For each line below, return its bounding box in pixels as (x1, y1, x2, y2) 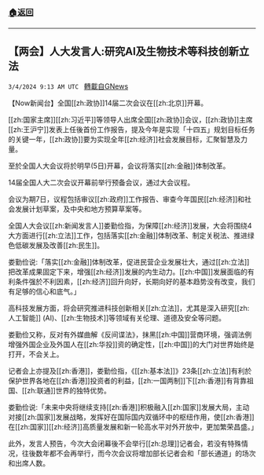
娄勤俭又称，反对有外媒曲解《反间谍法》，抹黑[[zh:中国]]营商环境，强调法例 (8, 330, 252, 339)
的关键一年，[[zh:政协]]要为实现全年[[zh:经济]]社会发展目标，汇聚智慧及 (8, 135, 241, 144)
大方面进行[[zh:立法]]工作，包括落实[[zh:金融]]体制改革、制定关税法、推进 (8, 231, 247, 240)
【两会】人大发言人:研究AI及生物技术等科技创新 (8, 45, 240, 58)
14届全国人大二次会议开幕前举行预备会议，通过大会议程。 (8, 178, 195, 188)
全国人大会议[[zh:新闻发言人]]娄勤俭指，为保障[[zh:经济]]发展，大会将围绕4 (8, 221, 252, 231)
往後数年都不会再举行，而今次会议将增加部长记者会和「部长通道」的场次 (21, 449, 256, 459)
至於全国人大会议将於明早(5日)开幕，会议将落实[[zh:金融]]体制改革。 (8, 161, 230, 170)
